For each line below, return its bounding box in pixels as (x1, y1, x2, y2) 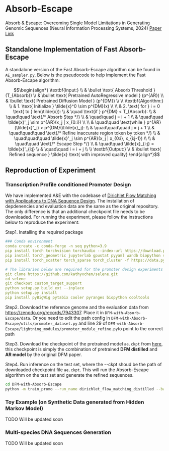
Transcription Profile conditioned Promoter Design (5, 181, 131, 188)
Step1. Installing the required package (5, 229, 83, 235)
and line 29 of (78, 320, 107, 326)
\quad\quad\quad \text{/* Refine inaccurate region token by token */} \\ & (9, 130, 160, 136)
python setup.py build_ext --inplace (5, 286, 84, 291)
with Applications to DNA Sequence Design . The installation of (5, 198, 135, 204)
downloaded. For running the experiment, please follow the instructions (5, 214, 153, 220)
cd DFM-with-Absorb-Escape (5, 382, 62, 387)
